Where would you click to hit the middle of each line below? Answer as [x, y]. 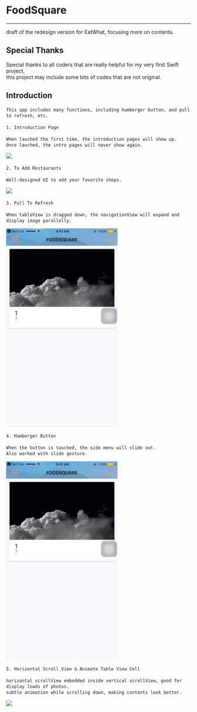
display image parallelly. [39, 221]
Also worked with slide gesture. [47, 453]
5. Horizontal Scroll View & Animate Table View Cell [73, 669]
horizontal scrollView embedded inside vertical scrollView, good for [94, 681]
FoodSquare [36, 10]
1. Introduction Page [33, 127]
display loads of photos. [38, 686]
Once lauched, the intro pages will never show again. [74, 145]
